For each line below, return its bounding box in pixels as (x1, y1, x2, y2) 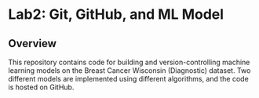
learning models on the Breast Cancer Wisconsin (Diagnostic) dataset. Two (8, 66, 251, 75)
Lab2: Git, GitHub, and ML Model (8, 5, 224, 24)
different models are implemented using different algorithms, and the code (8, 74, 249, 83)
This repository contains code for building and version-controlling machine (8, 57, 250, 67)
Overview (8, 37, 57, 50)
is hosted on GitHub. (8, 82, 75, 92)
